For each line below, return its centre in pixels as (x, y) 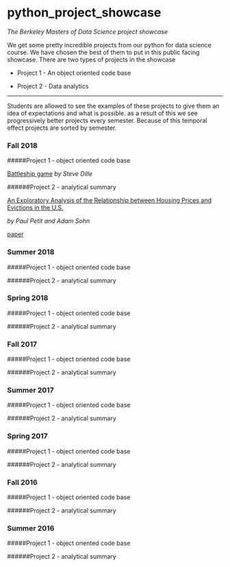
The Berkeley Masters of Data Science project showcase (88, 32)
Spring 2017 (27, 436)
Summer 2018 (31, 252)
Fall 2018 (22, 146)
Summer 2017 (30, 391)
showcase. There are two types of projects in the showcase (91, 59)
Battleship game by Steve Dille (50, 174)
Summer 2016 (31, 528)
